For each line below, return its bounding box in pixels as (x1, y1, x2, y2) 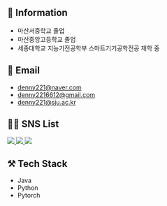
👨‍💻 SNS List (7, 118, 59, 130)
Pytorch (17, 191, 41, 200)
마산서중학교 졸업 (17, 26, 65, 35)
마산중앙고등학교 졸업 (17, 35, 76, 43)
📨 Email (7, 64, 41, 77)
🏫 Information (7, 7, 68, 19)
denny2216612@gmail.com (17, 90, 96, 98)
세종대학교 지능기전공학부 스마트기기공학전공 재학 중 (17, 43, 160, 52)
